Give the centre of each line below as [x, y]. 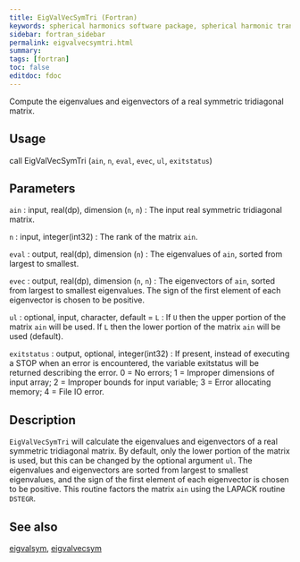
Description [42, 420]
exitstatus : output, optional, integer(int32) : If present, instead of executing [150, 353]
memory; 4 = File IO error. [57, 392]
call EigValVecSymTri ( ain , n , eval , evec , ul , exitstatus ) [111, 160]
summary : [25, 51]
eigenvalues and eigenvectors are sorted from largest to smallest [129, 470]
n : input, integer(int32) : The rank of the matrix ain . [104, 237]
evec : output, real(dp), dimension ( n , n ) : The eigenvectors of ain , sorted [142, 281]
